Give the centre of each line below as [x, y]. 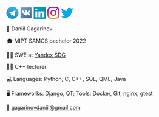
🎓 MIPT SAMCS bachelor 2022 [46, 41]
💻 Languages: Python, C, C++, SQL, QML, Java [66, 79]
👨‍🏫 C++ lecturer [26, 67]
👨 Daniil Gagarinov [29, 29]
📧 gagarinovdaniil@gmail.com [43, 108]
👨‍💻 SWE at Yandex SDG [36, 55]
